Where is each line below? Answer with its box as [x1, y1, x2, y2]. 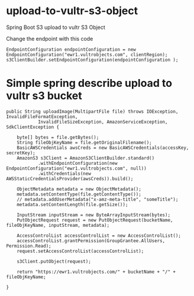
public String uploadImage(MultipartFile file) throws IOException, [6, 108, 179, 115]
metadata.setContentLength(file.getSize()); [17, 201, 128, 207]
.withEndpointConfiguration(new [37, 160, 118, 166]
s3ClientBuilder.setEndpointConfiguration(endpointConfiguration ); [6, 57, 179, 63]
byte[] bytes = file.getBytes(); [17, 134, 99, 140]
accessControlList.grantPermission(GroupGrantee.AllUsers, [17, 238, 166, 243]
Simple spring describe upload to [6, 77, 173, 90]
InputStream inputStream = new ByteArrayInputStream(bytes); [17, 212, 170, 218]
